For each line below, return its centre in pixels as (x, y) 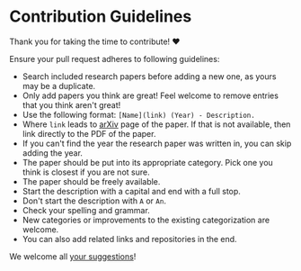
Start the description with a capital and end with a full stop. (131, 191)
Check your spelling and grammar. (86, 210)
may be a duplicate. (59, 86)
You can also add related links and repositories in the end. (129, 239)
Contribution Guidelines (101, 17)
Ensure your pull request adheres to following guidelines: (115, 59)
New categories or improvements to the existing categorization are (146, 220)
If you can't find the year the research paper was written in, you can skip (157, 143)
